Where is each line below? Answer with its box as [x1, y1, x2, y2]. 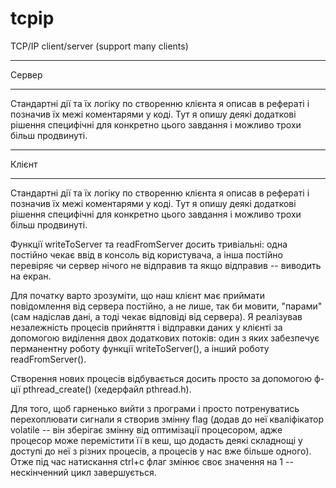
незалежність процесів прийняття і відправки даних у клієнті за [10, 321, 283, 333]
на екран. [10, 270, 52, 282]
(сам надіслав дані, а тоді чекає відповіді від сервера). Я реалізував [10, 310, 303, 322]
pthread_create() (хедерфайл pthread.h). [22, 383, 192, 395]
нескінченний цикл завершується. [10, 466, 157, 478]
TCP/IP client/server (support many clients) [10, 40, 189, 52]
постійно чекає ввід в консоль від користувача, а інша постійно [10, 248, 283, 261]
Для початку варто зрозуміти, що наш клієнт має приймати [10, 289, 266, 301]
